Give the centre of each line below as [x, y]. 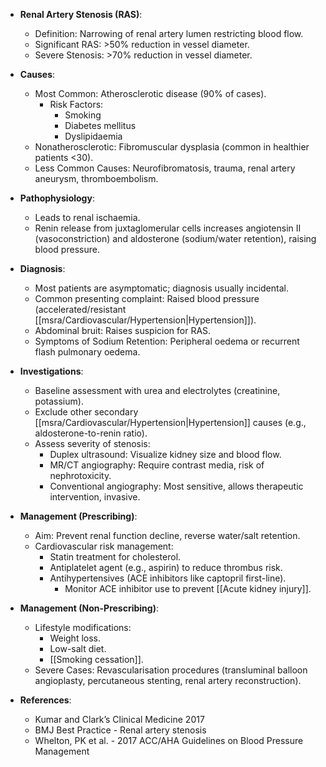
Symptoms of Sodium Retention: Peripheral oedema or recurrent [167, 341]
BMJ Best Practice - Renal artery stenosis [120, 730]
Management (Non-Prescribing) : [89, 608]
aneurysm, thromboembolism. [96, 178]
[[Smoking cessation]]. [96, 659]
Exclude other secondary [86, 412]
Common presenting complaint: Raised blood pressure [147, 298]
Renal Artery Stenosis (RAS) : [81, 14]
